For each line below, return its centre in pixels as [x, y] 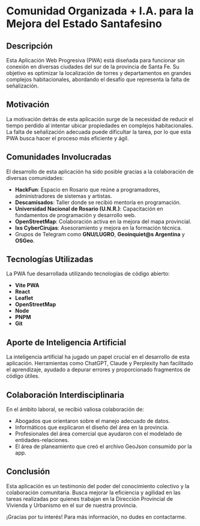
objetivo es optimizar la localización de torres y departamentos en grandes [99, 73]
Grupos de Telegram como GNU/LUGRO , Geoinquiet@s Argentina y [100, 234]
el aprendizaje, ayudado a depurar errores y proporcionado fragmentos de [98, 369]
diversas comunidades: [35, 178]
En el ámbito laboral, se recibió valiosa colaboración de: [75, 410]
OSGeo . [25, 241]
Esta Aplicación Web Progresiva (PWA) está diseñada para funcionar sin [95, 60]
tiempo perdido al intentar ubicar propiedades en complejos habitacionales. [100, 125]
